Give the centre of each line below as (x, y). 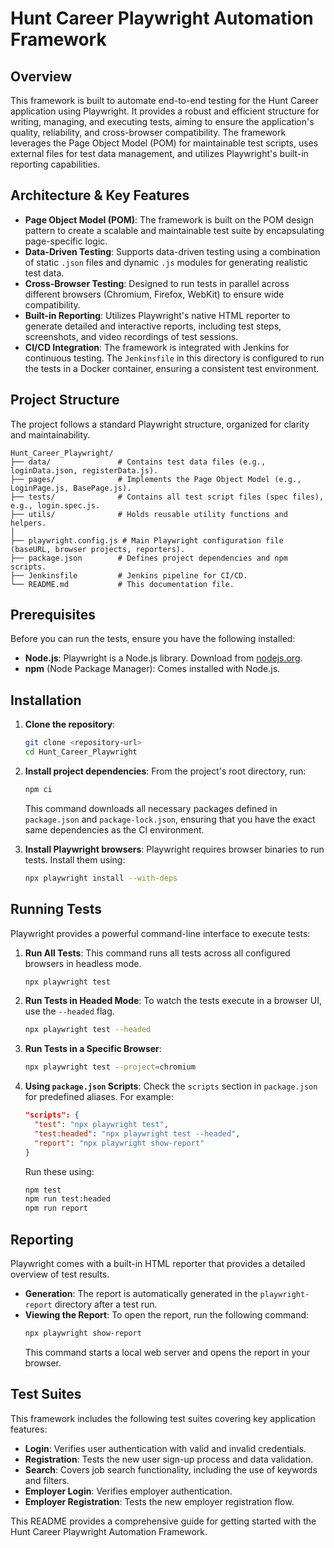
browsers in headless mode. (83, 963)
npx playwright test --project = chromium (110, 1067)
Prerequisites (53, 615)
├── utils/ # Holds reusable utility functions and (149, 514)
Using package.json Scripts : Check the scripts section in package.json (171, 1086)
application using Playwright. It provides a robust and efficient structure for (165, 111)
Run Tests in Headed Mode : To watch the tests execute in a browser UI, (173, 1001)
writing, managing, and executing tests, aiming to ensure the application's (162, 121)
